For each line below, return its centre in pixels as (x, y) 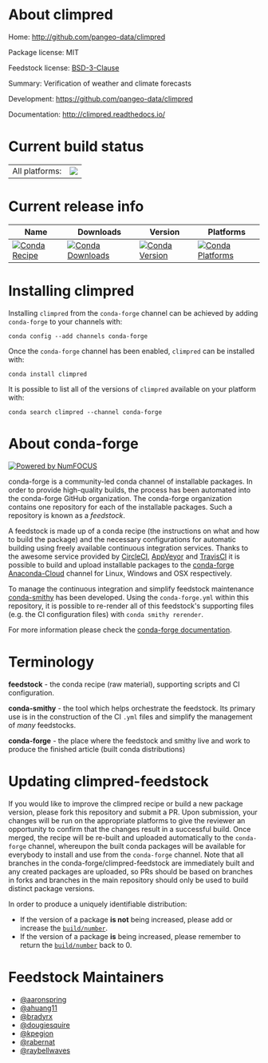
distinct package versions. (51, 888)
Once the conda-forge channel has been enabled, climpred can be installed (132, 351)
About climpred (61, 15)
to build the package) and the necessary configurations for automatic (122, 539)
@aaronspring (43, 999)
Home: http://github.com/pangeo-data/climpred (87, 37)
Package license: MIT (44, 52)
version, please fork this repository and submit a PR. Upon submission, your (133, 812)
